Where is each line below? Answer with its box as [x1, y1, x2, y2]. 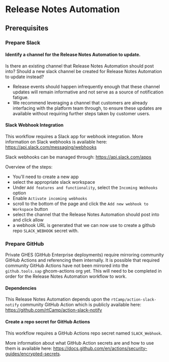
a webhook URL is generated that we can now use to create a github [12, 222, 155, 228]
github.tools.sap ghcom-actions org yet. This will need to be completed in [5, 268, 162, 274]
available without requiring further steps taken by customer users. [12, 110, 150, 116]
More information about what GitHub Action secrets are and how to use [5, 340, 154, 346]
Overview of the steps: [5, 163, 53, 170]
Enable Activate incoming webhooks [12, 195, 88, 201]
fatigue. [12, 94, 29, 100]
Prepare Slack [5, 39, 40, 46]
